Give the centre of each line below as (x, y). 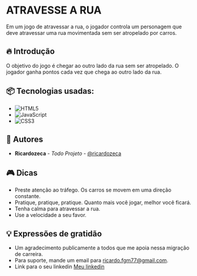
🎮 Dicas (22, 172)
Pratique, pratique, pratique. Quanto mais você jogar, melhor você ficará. (103, 203)
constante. (28, 196)
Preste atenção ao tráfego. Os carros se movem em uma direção (93, 190)
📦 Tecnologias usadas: (50, 91)
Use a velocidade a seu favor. (51, 215)
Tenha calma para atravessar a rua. (57, 209)
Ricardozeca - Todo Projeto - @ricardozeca (68, 153)
